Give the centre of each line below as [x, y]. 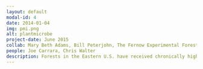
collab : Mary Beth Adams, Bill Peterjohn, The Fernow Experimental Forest [102, 46]
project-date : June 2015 [37, 40]
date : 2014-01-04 [28, 23]
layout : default [27, 12]
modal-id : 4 [21, 17]
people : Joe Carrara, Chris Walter [51, 51]
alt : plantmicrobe [29, 34]
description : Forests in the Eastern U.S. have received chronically [96, 56]
